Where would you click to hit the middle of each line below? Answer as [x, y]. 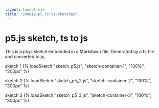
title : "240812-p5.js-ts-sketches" [41, 14]
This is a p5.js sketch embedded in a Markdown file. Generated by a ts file [79, 52]
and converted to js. [25, 57]
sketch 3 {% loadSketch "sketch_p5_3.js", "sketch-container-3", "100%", [78, 95]
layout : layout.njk [25, 9]
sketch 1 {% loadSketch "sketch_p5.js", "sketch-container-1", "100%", [75, 66]
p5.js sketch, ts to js [46, 38]
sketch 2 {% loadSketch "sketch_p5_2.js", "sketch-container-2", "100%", [78, 81]
